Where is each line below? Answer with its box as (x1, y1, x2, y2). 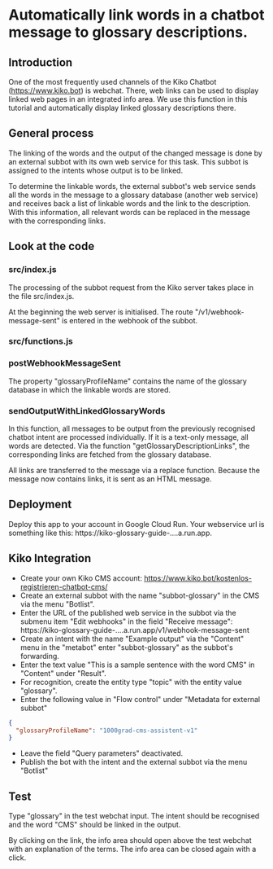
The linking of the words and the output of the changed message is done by (8, 148, 262, 158)
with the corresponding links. (8, 216, 106, 226)
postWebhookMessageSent (8, 358, 121, 369)
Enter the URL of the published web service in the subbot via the (19, 608, 237, 617)
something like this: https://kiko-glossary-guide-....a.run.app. (8, 528, 213, 538)
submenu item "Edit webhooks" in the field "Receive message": (19, 617, 233, 626)
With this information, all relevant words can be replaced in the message (8, 207, 250, 217)
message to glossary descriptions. (8, 23, 248, 42)
